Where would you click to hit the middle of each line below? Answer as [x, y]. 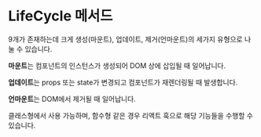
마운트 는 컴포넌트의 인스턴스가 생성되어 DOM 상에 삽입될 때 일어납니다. [117, 65]
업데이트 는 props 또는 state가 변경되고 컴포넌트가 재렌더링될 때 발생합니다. [123, 82]
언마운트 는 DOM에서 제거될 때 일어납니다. [72, 99]
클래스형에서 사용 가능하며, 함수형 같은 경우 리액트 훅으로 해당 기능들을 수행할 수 [131, 115]
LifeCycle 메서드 [61, 16]
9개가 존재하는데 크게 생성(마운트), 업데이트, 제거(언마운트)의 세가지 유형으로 [125, 39]
